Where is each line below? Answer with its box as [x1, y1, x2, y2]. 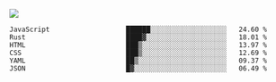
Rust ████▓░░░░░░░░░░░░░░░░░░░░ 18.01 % [9, 33, 268, 42]
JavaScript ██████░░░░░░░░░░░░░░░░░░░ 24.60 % [9, 25, 268, 34]
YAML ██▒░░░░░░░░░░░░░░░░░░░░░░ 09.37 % [9, 56, 268, 65]
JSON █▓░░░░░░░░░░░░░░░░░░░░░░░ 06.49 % [9, 64, 268, 73]
